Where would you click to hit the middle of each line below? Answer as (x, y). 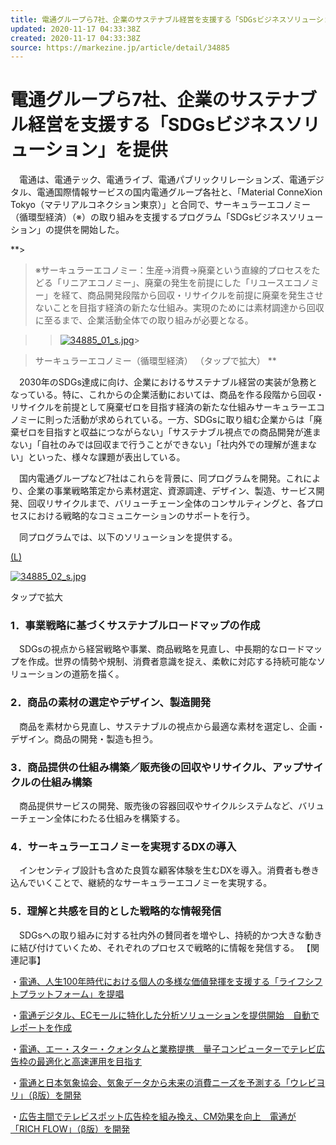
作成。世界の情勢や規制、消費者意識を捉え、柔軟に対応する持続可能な (172, 662)
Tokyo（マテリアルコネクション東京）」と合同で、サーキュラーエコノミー (161, 205)
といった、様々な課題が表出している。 (106, 457)
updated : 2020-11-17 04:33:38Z (75, 29)
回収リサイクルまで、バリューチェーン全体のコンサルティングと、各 (167, 503)
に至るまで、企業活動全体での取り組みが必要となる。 (144, 320)
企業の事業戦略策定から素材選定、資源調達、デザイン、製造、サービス (172, 491)
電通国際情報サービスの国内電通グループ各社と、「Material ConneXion (179, 192)
